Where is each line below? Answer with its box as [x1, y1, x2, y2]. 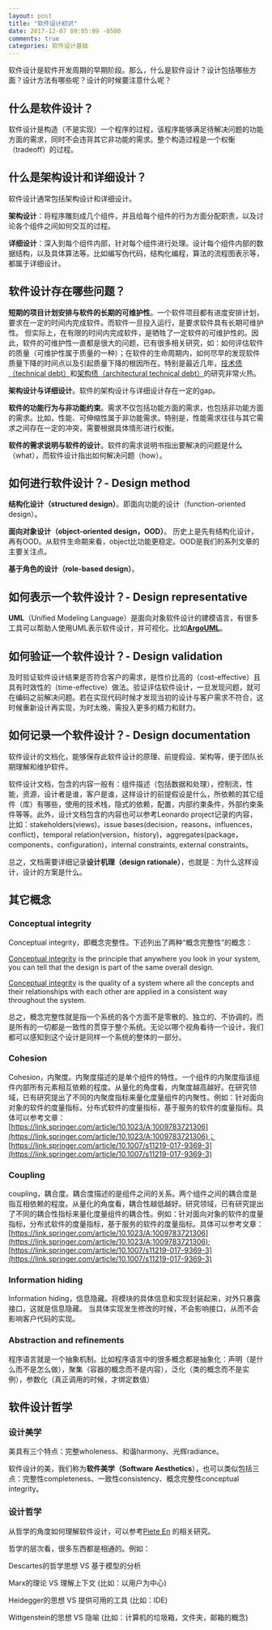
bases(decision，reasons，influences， [123, 819, 257, 829]
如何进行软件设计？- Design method [8, 476, 190, 490]
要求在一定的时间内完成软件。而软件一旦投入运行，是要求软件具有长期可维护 [8, 318, 264, 327]
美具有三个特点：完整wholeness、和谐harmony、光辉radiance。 [8, 1447, 224, 1457]
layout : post [8, 11, 53, 20]
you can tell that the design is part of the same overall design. [8, 962, 215, 972]
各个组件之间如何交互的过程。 [15, 220, 115, 231]
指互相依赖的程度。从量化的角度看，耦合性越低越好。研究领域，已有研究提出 [8, 1199, 264, 1209]
